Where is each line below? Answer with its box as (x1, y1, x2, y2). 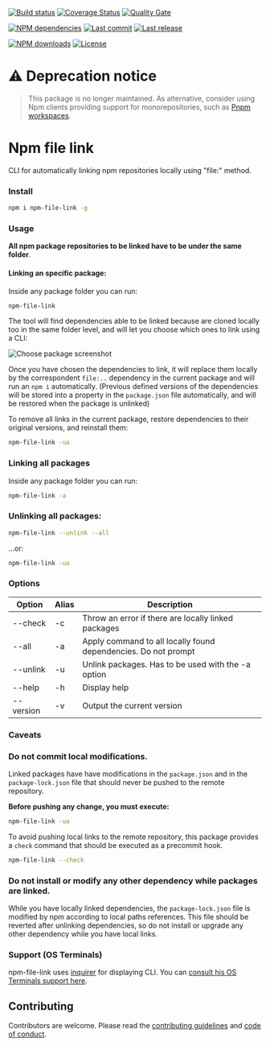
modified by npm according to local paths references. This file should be (8, 912, 249, 922)
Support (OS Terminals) (8, 949, 103, 960)
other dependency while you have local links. (8, 929, 158, 939)
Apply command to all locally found (82, 635, 215, 647)
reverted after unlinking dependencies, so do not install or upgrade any (8, 920, 243, 930)
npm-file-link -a (8, 491, 67, 499)
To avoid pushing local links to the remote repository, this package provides (8, 832, 259, 841)
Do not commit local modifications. (8, 750, 149, 762)
